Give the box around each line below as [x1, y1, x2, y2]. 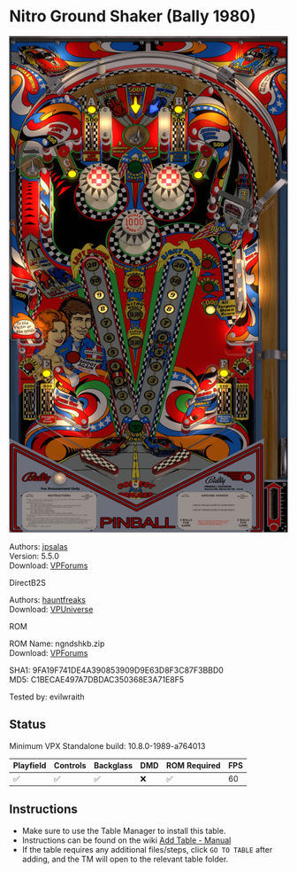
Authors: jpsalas [9, 541, 68, 551]
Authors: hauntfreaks [9, 594, 87, 604]
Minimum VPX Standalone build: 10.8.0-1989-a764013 [9, 740, 206, 751]
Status [9, 717, 47, 732]
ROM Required [166, 760, 221, 771]
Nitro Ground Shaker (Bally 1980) [9, 6, 256, 27]
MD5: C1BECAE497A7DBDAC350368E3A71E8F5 [9, 674, 185, 684]
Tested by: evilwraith [9, 691, 86, 702]
